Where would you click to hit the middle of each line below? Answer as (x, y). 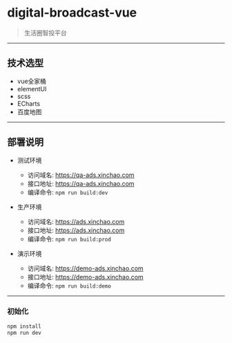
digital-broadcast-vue (72, 13)
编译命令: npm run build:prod (69, 239)
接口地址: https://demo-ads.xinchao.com (85, 277)
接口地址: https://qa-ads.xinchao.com (81, 183)
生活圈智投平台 (45, 33)
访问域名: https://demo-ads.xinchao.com (85, 268)
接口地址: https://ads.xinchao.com (76, 230)
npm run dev (24, 333)
